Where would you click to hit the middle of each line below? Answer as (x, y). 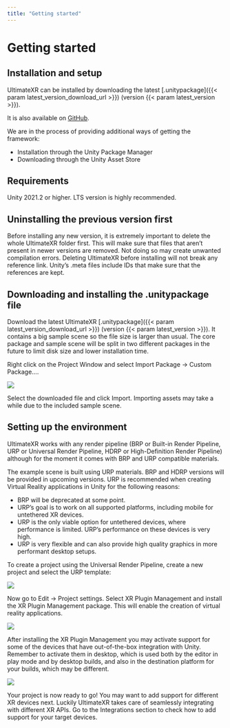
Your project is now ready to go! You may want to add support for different (113, 695)
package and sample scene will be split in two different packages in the (108, 344)
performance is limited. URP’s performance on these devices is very (114, 529)
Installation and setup (55, 73)
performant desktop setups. (57, 551)
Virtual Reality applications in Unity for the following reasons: (94, 486)
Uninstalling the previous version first (90, 219)
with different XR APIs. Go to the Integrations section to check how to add (112, 709)
